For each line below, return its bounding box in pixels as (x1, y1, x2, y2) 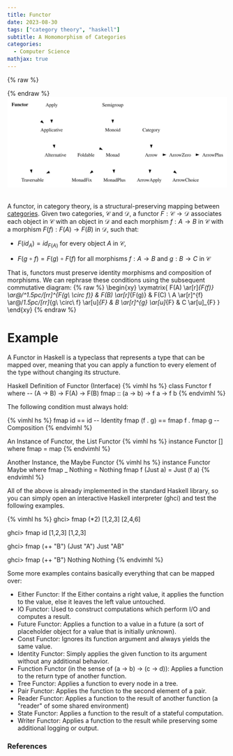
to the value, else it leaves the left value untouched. (17, 597, 166, 606)
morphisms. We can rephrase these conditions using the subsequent (7, 276, 206, 284)
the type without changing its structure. (7, 368, 121, 376)
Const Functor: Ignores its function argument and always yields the (17, 634, 211, 643)
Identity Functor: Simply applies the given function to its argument (17, 649, 207, 657)
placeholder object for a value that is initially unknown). (17, 627, 176, 636)
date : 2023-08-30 (7, 18, 58, 26)
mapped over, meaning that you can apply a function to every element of (7, 360, 217, 369)
